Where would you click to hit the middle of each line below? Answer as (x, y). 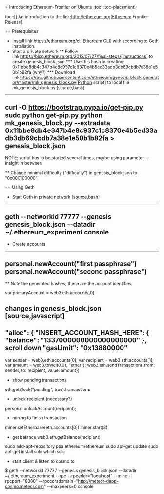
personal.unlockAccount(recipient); (41, 408)
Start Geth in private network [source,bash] (56, 197)
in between (31, 163)
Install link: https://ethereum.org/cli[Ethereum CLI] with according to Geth (85, 41)
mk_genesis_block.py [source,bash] (48, 88)
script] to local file (111, 82)
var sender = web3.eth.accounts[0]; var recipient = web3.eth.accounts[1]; (79, 360)
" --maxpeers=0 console (69, 486)
